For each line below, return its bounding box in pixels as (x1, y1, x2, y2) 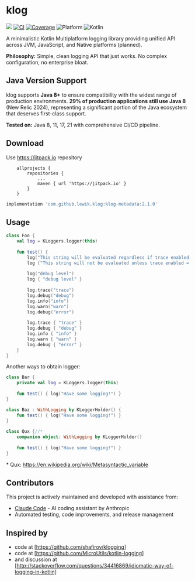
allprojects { (16, 165, 51, 171)
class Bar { (6, 374, 35, 381)
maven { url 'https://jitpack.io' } (37, 180, 127, 186)
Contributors (6, 478, 54, 488)
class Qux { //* (6, 429, 43, 435)
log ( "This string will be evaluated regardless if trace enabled (27, 254, 190, 261)
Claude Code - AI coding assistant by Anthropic (14, 505, 130, 512)
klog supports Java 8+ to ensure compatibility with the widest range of (6, 91, 177, 98)
